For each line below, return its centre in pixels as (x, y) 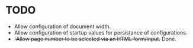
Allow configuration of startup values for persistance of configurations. (101, 32)
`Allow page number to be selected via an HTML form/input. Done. (95, 39)
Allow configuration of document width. (62, 26)
